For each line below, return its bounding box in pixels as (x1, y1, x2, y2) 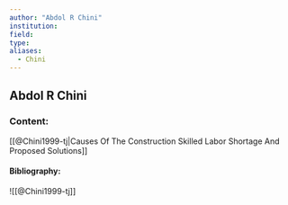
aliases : (9, 47, 42, 56)
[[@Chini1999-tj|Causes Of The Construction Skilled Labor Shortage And (9, 136, 281, 147)
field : (9, 30, 34, 39)
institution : (9, 22, 58, 31)
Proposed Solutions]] (9, 145, 88, 156)
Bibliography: (9, 165, 61, 176)
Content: (9, 115, 49, 128)
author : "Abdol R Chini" (9, 13, 103, 22)
